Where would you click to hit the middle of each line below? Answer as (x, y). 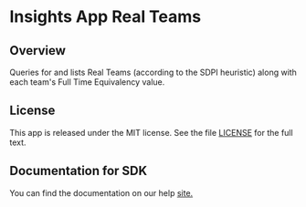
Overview (38, 51)
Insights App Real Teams (106, 17)
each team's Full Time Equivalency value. (87, 82)
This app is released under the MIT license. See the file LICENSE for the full (152, 132)
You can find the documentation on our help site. (101, 192)
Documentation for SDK (79, 171)
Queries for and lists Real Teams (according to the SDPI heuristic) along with (153, 72)
